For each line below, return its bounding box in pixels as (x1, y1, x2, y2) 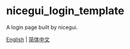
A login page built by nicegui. (6, 24, 78, 31)
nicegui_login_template (6, 4, 125, 18)
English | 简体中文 (6, 35, 50, 43)
